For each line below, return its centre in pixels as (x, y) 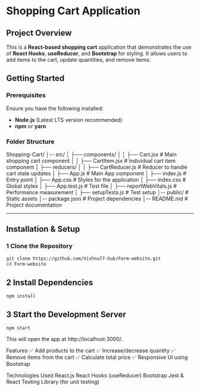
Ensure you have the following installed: (55, 108)
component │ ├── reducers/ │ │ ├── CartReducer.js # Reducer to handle (97, 167)
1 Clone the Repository (40, 246)
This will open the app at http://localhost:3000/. (65, 339)
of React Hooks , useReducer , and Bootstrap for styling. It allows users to (97, 53)
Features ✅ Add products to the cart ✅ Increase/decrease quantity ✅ (91, 351)
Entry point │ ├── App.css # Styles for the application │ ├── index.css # (96, 179)
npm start (18, 328)
